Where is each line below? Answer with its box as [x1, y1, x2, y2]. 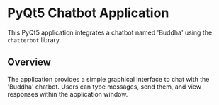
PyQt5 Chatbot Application [7, 5, 169, 21]
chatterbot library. [7, 35, 62, 44]
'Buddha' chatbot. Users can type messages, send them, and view [7, 82, 202, 91]
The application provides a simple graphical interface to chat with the [7, 75, 210, 83]
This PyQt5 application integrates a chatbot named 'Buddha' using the [7, 28, 213, 37]
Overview [7, 56, 52, 68]
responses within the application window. [7, 89, 128, 98]
